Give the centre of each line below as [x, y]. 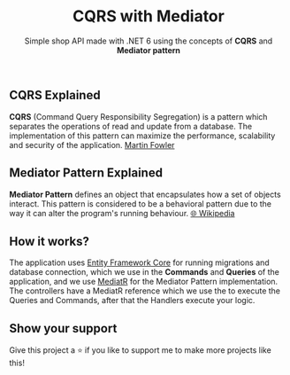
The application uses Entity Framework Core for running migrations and [139, 262]
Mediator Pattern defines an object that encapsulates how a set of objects [145, 194]
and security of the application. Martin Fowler [92, 145]
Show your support [63, 328]
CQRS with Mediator [149, 16]
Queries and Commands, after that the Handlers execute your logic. [132, 301]
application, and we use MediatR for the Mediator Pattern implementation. [144, 282]
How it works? [50, 241]
